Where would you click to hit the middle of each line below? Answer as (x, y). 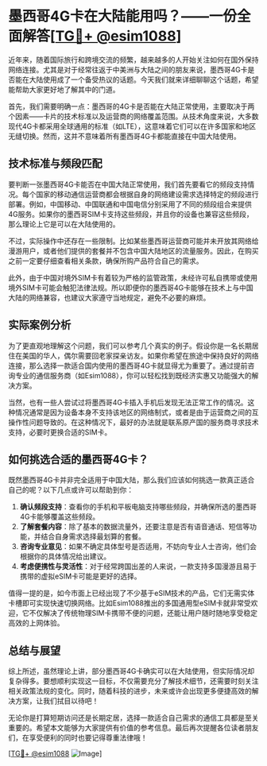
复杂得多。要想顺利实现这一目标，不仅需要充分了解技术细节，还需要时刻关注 (133, 681)
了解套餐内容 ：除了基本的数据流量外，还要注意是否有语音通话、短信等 (135, 527)
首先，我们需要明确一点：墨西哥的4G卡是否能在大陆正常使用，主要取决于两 (132, 106)
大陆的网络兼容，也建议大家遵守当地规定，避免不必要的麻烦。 (109, 297)
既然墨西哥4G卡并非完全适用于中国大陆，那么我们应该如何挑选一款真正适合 (132, 480)
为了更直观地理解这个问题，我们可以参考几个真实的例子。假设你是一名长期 (130, 346)
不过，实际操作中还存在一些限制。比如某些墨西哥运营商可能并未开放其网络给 (133, 241)
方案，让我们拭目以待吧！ (57, 701)
